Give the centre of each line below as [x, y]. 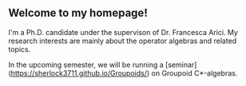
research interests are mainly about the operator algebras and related [123, 41]
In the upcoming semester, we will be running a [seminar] [103, 64]
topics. [20, 49]
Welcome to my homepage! [78, 13]
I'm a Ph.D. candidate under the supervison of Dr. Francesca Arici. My [123, 32]
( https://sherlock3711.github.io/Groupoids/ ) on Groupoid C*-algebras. [123, 73]
